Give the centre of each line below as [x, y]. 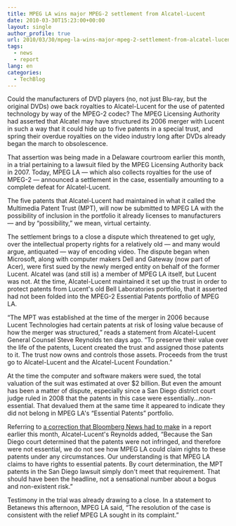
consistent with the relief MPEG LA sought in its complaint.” [93, 515]
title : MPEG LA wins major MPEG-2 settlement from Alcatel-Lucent [106, 14]
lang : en [20, 66]
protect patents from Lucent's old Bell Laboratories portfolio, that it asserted [117, 289]
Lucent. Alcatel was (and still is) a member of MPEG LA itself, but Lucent [112, 274]
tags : [15, 46]
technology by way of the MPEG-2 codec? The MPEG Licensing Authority [114, 114]
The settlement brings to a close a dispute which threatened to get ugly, [111, 237]
